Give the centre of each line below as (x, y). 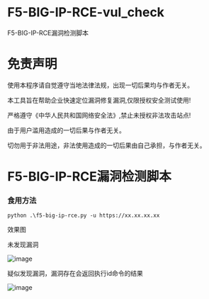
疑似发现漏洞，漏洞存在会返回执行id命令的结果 (75, 273)
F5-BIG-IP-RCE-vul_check (86, 12)
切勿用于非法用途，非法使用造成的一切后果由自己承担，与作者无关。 (107, 145)
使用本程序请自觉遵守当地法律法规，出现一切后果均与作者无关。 (100, 85)
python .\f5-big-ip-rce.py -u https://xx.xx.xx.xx (84, 216)
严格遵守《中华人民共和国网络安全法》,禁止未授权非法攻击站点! (99, 115)
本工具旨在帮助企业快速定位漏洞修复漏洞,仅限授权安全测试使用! (99, 100)
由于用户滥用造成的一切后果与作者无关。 (66, 130)
